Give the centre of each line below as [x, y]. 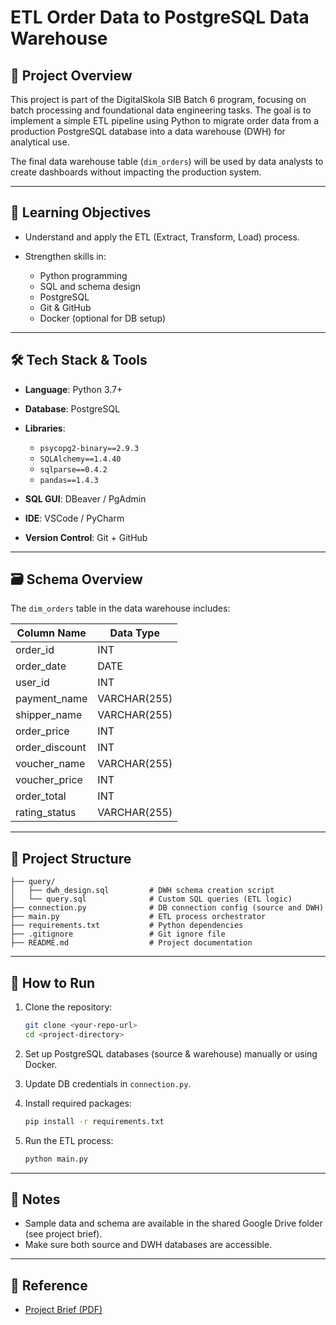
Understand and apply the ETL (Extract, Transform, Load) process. [162, 237]
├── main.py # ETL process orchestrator [138, 917]
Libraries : [45, 428]
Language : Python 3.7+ [73, 389]
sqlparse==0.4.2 [73, 469]
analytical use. [40, 142]
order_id [35, 650]
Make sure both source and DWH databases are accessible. [148, 1245]
